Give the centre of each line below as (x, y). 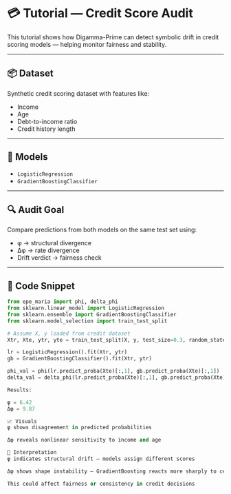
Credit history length (46, 129)
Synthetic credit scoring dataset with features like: (78, 93)
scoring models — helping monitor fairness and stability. (87, 44)
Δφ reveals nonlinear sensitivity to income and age (84, 440)
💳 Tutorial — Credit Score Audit (100, 13)
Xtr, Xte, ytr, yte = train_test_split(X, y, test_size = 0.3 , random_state (117, 340)
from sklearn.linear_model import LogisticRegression (86, 308)
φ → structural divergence (54, 243)
